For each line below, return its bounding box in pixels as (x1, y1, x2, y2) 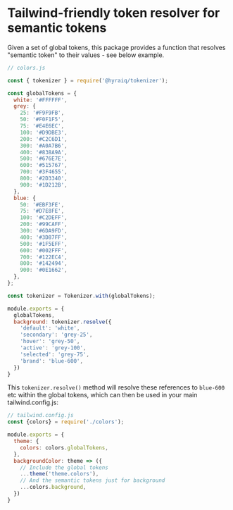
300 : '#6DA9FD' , (20, 228, 68, 235)
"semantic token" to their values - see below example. (7, 51, 165, 59)
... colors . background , (20, 484, 87, 491)
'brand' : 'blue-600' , (20, 357, 83, 364)
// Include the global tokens (20, 464, 109, 471)
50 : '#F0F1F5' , (20, 116, 65, 123)
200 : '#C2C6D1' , (20, 135, 68, 142)
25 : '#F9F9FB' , (20, 109, 65, 117)
